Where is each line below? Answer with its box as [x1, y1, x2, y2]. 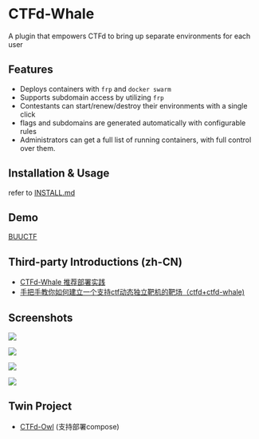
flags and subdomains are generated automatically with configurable [19, 117, 246, 128]
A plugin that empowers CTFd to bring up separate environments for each [8, 31, 251, 41]
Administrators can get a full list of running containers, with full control [19, 135, 252, 144]
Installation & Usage [8, 167, 110, 180]
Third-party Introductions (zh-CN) [8, 255, 183, 268]
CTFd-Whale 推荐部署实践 [19, 277, 106, 287]
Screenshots [8, 310, 73, 324]
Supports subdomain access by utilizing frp [19, 93, 165, 102]
